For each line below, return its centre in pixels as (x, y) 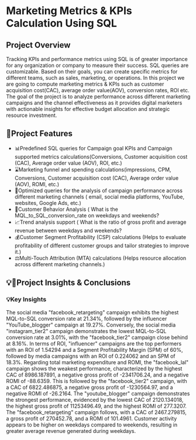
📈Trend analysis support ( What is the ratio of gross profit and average (100, 222)
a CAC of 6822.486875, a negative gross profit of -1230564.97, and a (90, 387)
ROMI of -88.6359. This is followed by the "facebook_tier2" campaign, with (97, 381)
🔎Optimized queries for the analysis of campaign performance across (99, 190)
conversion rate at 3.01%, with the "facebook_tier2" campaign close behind (97, 337)
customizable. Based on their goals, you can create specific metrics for (92, 71)
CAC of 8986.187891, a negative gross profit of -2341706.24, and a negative (97, 375)
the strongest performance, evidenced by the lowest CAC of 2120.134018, (95, 399)
